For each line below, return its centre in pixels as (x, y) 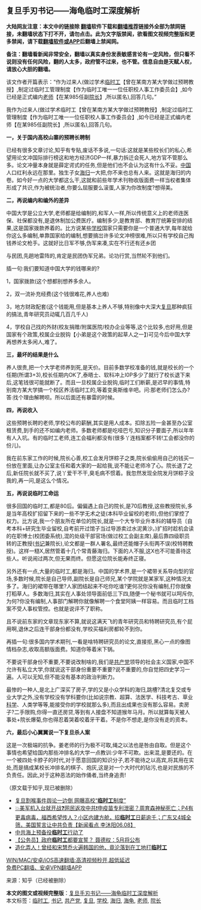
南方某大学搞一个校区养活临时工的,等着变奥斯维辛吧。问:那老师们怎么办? (100, 390)
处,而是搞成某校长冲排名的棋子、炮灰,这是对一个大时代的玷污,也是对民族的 (98, 767)
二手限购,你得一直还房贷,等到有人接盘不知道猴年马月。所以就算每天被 (100, 712)
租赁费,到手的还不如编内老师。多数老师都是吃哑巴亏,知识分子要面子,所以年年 (100, 430)
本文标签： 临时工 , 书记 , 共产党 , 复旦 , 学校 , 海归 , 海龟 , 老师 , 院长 (84, 900)
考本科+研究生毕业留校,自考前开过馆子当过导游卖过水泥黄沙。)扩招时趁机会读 (100, 528)
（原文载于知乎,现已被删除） (41, 788)
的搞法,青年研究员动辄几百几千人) (47, 314)
